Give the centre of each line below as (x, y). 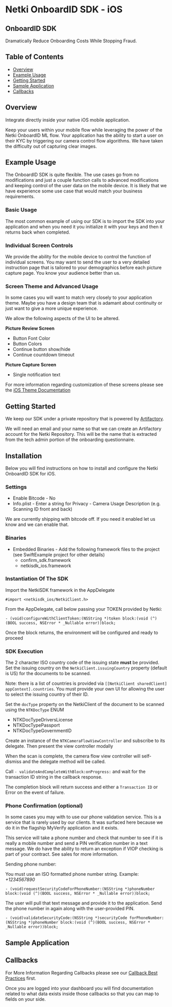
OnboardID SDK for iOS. (31, 473)
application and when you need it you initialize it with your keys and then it (84, 226)
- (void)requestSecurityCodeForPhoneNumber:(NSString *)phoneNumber (80, 889)
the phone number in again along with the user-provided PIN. (70, 909)
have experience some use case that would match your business (74, 191)
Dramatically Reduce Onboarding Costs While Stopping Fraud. (71, 41)
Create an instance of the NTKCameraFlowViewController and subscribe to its (85, 741)
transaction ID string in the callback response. (54, 777)
